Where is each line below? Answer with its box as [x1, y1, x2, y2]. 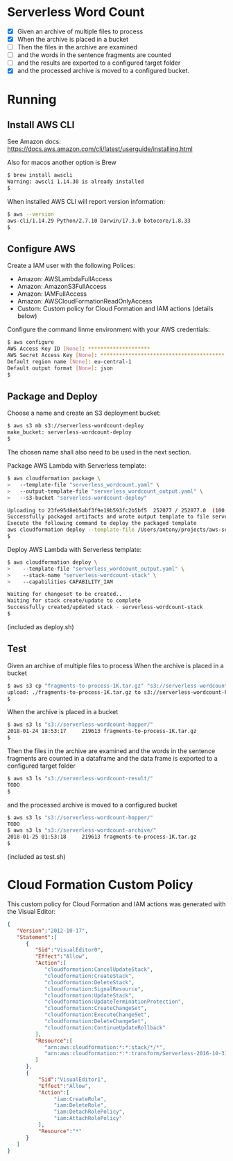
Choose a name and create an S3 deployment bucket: [7, 409, 161, 418]
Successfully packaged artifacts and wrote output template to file [7, 513, 209, 521]
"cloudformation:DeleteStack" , [44, 979, 135, 986]
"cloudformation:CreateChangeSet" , [44, 1005, 148, 1012]
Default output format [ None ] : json [7, 365, 113, 372]
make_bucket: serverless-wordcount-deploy [7, 429, 132, 436]
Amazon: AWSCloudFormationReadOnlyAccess [17, 297, 153, 306]
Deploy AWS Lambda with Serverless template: [7, 545, 142, 553]
